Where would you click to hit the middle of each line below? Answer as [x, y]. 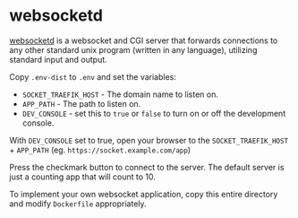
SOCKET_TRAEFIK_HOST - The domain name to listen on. [120, 94]
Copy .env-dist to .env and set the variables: [93, 76]
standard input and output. [58, 59]
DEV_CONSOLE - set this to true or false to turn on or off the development [154, 113]
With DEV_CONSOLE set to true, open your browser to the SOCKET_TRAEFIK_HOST [149, 140]
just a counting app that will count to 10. [83, 177]
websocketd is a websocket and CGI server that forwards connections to [144, 40]
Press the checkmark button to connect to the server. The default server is [147, 167]
